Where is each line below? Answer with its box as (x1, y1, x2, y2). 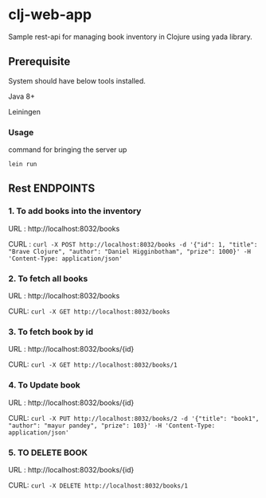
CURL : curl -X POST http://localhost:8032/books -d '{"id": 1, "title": (8, 239, 258, 248)
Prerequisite (8, 55, 71, 68)
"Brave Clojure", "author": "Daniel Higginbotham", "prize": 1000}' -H (8, 247, 251, 255)
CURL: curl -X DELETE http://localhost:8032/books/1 (8, 480, 189, 490)
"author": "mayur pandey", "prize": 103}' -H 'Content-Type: (8, 422, 216, 430)
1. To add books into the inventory (8, 205, 142, 216)
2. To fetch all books (8, 273, 88, 284)
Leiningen (8, 107, 41, 116)
